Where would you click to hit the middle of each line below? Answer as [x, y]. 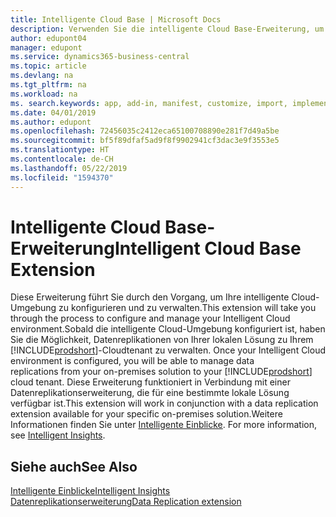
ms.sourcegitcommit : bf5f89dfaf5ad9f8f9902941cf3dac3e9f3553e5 [145, 141]
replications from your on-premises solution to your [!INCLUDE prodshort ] [161, 372]
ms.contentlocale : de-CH [62, 159]
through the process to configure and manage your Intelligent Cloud [150, 318]
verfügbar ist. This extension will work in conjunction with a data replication [164, 403]
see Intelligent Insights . [58, 435]
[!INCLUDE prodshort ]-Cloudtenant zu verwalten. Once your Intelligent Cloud [168, 350]
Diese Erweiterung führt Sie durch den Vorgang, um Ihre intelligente [150, 297]
